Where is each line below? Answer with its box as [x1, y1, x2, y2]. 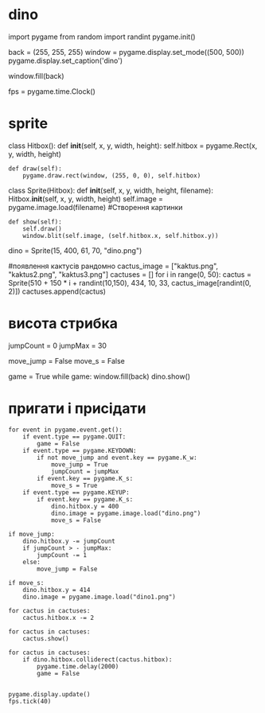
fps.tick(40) [8, 697, 52, 705]
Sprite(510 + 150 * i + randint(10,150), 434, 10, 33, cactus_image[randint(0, [8, 278, 252, 287]
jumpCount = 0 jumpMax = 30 [8, 341, 107, 350]
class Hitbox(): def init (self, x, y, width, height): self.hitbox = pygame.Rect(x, [8, 141, 258, 150]
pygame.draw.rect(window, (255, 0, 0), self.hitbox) [22, 171, 201, 180]
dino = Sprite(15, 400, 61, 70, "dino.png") [8, 245, 142, 255]
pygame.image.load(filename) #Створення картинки [8, 202, 183, 212]
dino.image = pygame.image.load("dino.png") [50, 509, 201, 517]
